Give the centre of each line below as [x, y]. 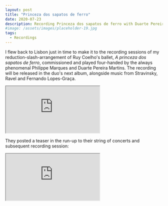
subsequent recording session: [37, 146]
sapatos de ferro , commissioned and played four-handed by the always [79, 62]
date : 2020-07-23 [23, 19]
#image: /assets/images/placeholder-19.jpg [51, 28]
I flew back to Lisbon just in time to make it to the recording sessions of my [82, 52]
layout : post [19, 10]
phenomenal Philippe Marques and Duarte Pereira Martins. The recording [81, 67]
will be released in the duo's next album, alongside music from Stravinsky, [81, 73]
